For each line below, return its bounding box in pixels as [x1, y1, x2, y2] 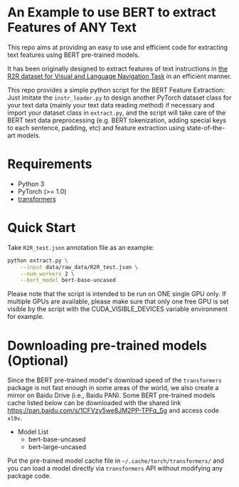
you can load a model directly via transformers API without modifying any [7, 464, 223, 473]
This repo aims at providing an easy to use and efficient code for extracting [7, 43, 228, 51]
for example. [7, 313, 45, 321]
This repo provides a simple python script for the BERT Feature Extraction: [7, 85, 225, 94]
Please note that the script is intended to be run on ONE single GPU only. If [7, 290, 226, 298]
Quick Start [7, 220, 76, 236]
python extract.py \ [7, 257, 69, 264]
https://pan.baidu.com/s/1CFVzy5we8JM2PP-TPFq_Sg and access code [7, 407, 219, 415]
